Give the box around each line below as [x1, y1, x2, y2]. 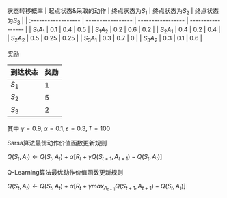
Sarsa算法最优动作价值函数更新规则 [7, 139, 107, 147]
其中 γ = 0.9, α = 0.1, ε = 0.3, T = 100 [7, 124, 111, 132]
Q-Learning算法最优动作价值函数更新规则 [7, 168, 124, 176]
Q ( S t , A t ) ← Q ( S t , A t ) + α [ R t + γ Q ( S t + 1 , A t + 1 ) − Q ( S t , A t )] [7, 152, 163, 162]
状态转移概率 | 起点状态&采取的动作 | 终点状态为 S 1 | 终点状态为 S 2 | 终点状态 [7, 7, 219, 16]
